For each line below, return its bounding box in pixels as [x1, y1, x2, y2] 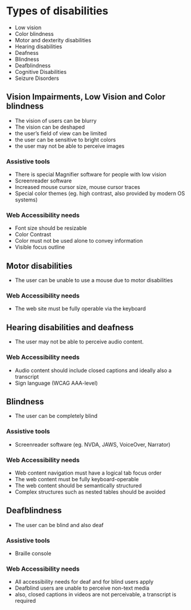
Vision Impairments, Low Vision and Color [6, 92, 166, 102]
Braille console [14, 550, 52, 557]
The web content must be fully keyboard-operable [14, 475, 139, 482]
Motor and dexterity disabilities [14, 36, 91, 44]
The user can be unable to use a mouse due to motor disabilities [14, 277, 173, 284]
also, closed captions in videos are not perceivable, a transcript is [14, 591, 177, 598]
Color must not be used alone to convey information [14, 237, 143, 244]
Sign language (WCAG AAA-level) [14, 379, 98, 386]
